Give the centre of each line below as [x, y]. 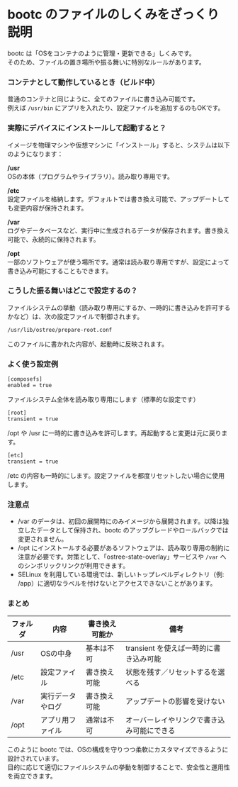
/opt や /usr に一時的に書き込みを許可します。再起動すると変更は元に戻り [114, 433]
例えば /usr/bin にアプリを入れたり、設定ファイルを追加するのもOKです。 [116, 108]
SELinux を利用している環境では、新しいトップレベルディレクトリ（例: [121, 574]
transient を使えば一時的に [170, 648]
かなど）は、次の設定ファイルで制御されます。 [75, 316]
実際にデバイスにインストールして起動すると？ [87, 128]
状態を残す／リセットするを [172, 672]
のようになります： [35, 154]
